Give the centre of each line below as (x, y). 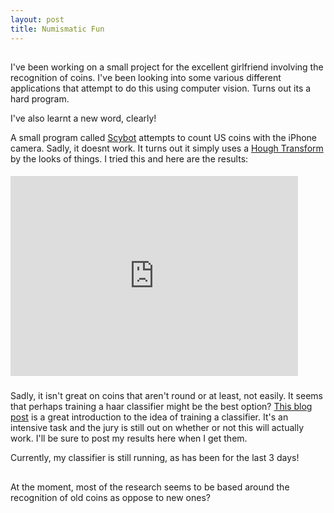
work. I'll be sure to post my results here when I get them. (129, 438)
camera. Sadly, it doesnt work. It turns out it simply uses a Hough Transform (167, 148)
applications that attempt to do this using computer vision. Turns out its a (161, 88)
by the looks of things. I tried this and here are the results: (129, 158)
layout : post (37, 19)
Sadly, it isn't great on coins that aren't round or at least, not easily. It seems (166, 396)
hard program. (40, 98)
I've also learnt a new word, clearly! (83, 118)
